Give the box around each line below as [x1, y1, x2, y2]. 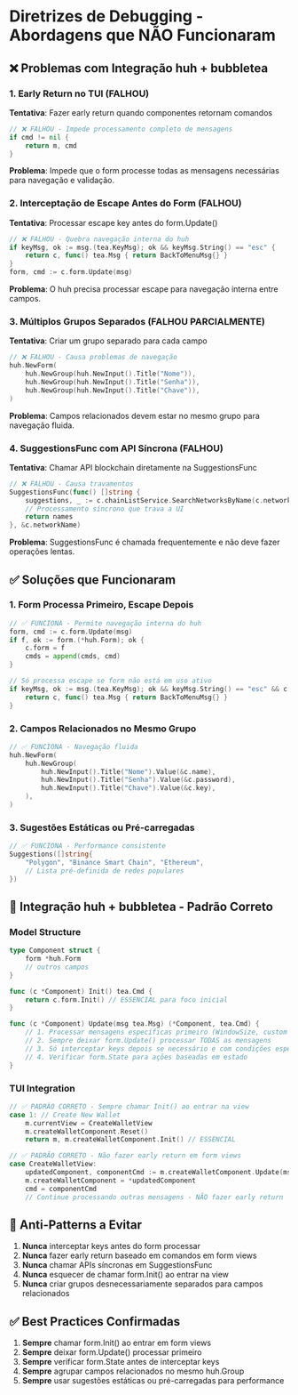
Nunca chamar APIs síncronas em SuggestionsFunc [21, 1260, 213, 1270]
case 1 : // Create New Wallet [9, 1110, 122, 1119]
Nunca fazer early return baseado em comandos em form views [21, 1250, 257, 1261]
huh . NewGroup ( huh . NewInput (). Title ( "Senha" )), [25, 377, 200, 386]
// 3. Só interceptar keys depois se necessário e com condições [25, 1044, 272, 1053]
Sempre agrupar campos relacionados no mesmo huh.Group [21, 1366, 245, 1376]
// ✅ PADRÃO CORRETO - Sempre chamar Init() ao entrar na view [9, 1101, 250, 1111]
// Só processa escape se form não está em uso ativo [9, 676, 213, 686]
